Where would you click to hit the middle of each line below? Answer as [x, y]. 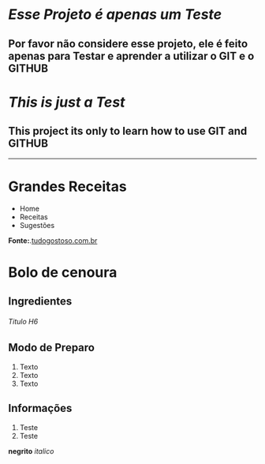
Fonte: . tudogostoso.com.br [53, 240]
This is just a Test [67, 102]
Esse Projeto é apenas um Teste [115, 15]
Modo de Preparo [51, 348]
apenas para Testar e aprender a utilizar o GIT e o [131, 56]
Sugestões [37, 225]
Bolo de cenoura [63, 272]
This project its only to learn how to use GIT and [128, 131]
